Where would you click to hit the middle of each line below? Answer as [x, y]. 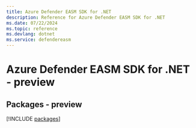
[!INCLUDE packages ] [33, 119]
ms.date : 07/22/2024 [32, 23]
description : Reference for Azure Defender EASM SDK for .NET [86, 17]
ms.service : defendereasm [38, 40]
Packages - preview [44, 104]
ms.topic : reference [32, 29]
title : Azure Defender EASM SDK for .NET [59, 12]
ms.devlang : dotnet [31, 34]
